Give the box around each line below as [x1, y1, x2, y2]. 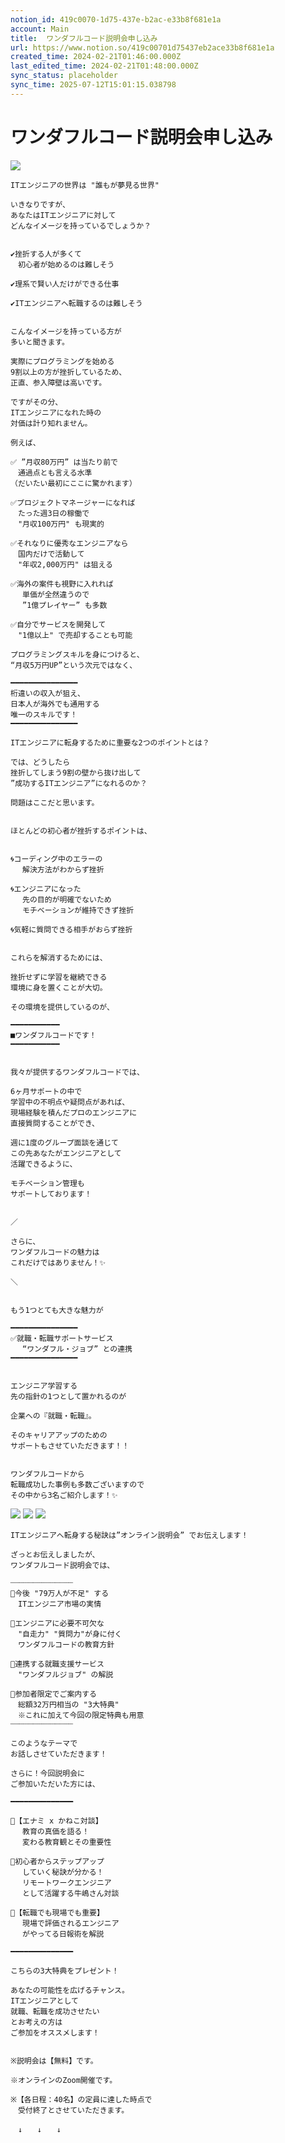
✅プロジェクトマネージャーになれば [10, 497, 136, 508]
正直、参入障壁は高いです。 [10, 377, 107, 388]
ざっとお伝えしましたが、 [10, 1549, 100, 1560]
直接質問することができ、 [10, 1118, 100, 1128]
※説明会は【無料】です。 [10, 2056, 98, 2066]
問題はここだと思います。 [10, 797, 100, 808]
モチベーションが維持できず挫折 [22, 905, 135, 915]
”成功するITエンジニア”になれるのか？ [10, 778, 148, 788]
